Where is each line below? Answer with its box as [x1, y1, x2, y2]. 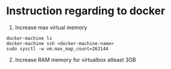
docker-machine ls [6, 35, 52, 41]
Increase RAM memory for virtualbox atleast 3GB [14, 56, 136, 63]
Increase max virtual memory [14, 24, 88, 31]
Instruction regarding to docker [6, 4, 166, 18]
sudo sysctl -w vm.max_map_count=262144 [6, 46, 109, 52]
